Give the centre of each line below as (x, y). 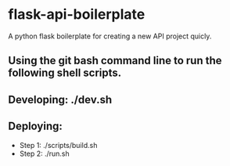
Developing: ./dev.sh (60, 99)
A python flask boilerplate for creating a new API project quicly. (110, 36)
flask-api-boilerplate (77, 14)
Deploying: (35, 126)
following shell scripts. (65, 73)
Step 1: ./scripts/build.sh (58, 145)
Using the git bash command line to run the (115, 61)
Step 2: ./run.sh (45, 153)
